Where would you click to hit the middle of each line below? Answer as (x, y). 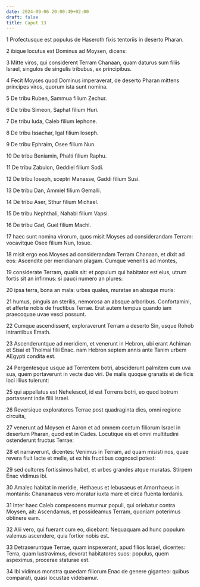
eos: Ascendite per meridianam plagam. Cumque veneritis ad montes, (92, 261)
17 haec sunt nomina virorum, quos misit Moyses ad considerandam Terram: (100, 237)
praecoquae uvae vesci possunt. (46, 314)
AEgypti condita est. (31, 356)
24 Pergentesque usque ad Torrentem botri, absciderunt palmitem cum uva (99, 368)
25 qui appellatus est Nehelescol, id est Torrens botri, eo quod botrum (92, 392)
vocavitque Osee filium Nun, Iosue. (49, 243)
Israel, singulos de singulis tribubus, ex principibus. (69, 69)
